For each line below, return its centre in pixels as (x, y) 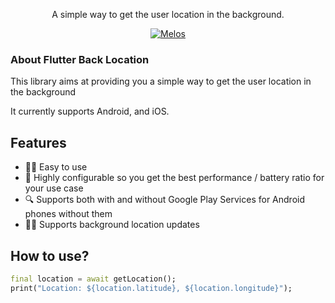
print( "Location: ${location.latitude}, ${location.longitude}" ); (151, 288)
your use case (54, 188)
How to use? (50, 255)
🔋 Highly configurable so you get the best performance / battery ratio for (174, 178)
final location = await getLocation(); (93, 279)
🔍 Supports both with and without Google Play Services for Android (164, 200)
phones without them (68, 214)
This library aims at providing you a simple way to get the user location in (161, 81)
